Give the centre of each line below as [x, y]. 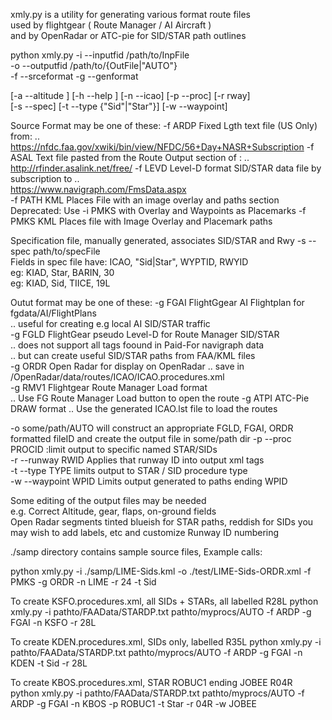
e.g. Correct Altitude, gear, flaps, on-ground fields [113, 511]
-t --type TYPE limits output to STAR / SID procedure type [129, 470]
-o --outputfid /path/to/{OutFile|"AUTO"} [94, 65]
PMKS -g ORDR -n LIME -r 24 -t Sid [83, 582]
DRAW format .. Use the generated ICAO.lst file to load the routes [144, 408]
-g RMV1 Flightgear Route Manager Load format [109, 387]
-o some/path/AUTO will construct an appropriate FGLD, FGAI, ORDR [152, 428]
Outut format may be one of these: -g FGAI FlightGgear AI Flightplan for [157, 302]
